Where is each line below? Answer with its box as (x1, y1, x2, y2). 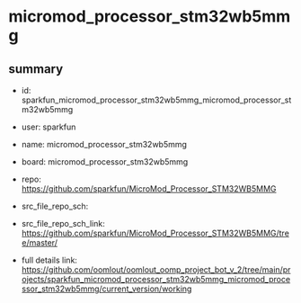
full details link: (21, 254, 78, 265)
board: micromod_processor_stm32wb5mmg (21, 156, 189, 167)
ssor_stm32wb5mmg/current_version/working (21, 283, 192, 294)
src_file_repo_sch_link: (21, 218, 105, 228)
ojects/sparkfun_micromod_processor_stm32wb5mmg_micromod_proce (21, 274, 291, 284)
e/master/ (21, 237, 58, 248)
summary (8, 61, 64, 76)
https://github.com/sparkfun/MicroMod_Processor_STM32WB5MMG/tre (21, 227, 289, 238)
